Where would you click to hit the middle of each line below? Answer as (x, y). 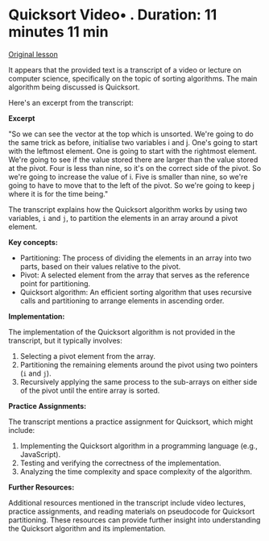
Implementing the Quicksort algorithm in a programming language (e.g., (139, 446)
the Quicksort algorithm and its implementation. (87, 528)
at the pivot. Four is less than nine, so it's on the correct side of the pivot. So (135, 168)
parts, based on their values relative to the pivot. (100, 266)
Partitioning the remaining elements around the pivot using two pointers (139, 364)
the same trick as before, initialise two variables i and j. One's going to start (133, 142)
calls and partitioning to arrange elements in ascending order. (122, 301)
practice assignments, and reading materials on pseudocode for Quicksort (132, 511)
